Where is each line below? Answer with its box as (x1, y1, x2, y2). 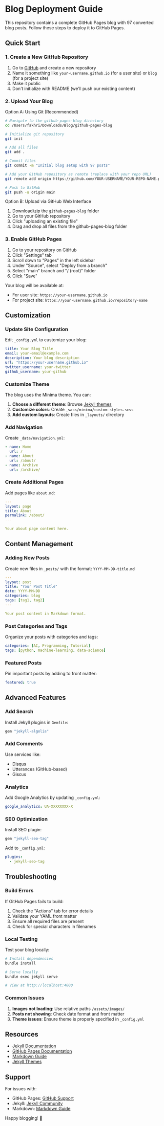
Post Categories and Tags (5, 622, 67, 629)
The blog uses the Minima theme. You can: (5, 392, 91, 397)
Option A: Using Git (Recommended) (5, 109, 79, 114)
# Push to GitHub (5, 185, 41, 190)
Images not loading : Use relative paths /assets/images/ (12, 1006, 125, 1012)
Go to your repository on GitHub (12, 247, 77, 253)
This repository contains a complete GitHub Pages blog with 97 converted (5, 20, 154, 25)
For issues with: (5, 1086, 37, 1092)
